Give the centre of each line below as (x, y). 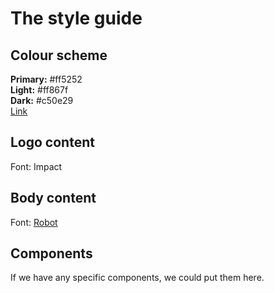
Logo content (52, 142)
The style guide (76, 18)
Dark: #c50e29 (42, 100)
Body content (53, 198)
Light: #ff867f (39, 90)
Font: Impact (36, 166)
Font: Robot (34, 222)
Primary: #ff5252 (46, 79)
